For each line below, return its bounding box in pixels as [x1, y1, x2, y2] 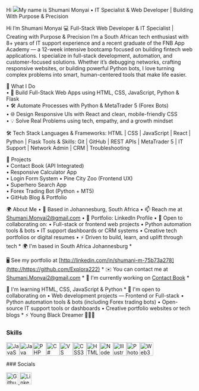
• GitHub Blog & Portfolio [6, 194, 67, 201]
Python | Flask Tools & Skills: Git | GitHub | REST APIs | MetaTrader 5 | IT [6, 138, 184, 145]
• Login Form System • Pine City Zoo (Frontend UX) [6, 175, 133, 182]
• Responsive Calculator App [6, 168, 77, 176]
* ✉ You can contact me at [101, 265, 168, 273]
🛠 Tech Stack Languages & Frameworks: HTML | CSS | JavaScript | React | [6, 130, 191, 136]
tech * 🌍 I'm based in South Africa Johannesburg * [6, 243, 132, 249]
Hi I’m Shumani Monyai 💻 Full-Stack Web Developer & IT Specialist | [6, 24, 174, 32]
